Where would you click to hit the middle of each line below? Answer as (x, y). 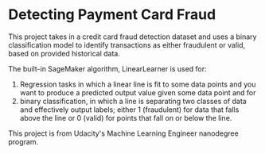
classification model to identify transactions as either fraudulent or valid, (127, 44)
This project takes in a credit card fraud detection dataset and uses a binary (132, 37)
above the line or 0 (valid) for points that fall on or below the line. (126, 117)
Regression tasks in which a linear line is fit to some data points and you (138, 84)
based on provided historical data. (64, 53)
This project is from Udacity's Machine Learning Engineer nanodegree (123, 133)
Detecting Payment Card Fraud (112, 15)
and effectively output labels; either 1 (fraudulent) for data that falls (129, 110)
